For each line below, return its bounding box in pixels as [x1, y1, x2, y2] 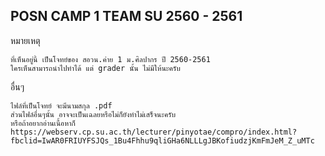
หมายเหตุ [10, 34, 41, 46]
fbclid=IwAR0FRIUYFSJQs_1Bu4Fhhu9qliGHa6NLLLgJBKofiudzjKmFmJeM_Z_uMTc [10, 135, 315, 146]
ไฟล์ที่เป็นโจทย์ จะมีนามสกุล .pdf [10, 100, 113, 111]
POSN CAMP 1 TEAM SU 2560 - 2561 [10, 8, 243, 25]
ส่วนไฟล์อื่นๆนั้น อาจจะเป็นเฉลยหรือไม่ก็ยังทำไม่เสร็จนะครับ [10, 109, 177, 119]
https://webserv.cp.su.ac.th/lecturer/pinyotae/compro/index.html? [10, 127, 298, 137]
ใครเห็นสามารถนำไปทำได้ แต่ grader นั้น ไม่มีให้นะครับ [10, 63, 181, 73]
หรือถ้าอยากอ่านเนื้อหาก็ [10, 118, 76, 128]
